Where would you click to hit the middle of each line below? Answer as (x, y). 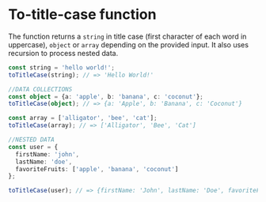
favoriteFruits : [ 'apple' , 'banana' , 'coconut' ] (97, 169)
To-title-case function (82, 15)
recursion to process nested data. (63, 53)
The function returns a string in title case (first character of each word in (127, 36)
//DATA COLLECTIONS (40, 89)
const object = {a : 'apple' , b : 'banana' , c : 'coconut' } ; (106, 96)
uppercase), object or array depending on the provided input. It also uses (129, 44)
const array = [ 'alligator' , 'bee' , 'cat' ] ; (83, 118)
